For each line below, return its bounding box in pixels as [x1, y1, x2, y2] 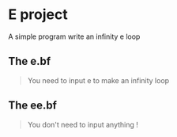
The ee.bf [8, 99, 58, 112]
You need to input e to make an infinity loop [27, 75, 170, 85]
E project [8, 6, 69, 24]
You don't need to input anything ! [27, 120, 138, 129]
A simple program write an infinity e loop [8, 32, 141, 41]
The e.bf [8, 55, 51, 68]
